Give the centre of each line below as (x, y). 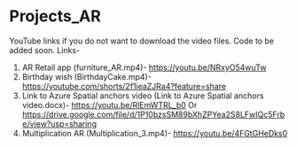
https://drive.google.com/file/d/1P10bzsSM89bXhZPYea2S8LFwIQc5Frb (153, 114)
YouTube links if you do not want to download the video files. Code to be (142, 41)
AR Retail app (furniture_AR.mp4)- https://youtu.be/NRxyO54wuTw (145, 67)
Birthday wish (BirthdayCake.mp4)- (87, 76)
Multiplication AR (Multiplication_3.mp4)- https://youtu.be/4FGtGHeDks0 (155, 133)
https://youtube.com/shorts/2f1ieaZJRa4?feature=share (124, 86)
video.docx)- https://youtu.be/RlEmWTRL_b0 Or (109, 104)
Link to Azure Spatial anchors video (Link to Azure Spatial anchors (143, 96)
